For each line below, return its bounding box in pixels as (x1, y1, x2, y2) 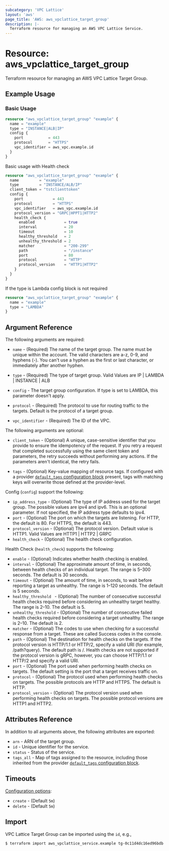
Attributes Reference (5, 715, 73, 724)
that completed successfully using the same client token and (12, 448, 139, 454)
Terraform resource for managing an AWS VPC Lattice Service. (10, 26, 143, 31)
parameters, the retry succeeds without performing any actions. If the (12, 453, 158, 459)
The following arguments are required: (5, 337, 85, 343)
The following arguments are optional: (5, 428, 84, 434)
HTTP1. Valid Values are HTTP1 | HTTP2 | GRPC (12, 531, 112, 537)
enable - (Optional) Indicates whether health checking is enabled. (12, 556, 149, 562)
